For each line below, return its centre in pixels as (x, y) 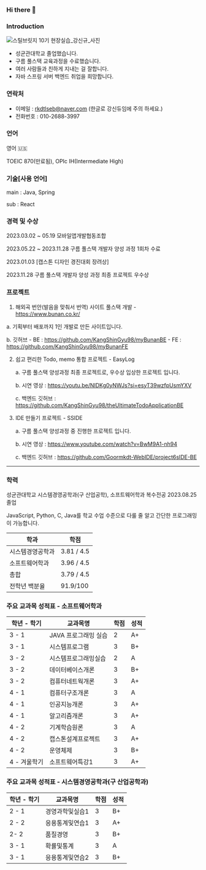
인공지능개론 (67, 704)
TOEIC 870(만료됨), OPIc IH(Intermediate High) (65, 161)
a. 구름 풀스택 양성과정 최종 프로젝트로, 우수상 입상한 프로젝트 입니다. (97, 372)
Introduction (25, 26)
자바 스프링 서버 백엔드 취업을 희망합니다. (64, 77)
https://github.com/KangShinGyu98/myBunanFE (67, 346)
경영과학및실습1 (67, 811)
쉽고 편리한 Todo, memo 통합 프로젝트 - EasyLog (75, 359)
